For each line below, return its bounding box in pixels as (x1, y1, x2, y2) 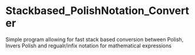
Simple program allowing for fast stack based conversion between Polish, (5, 36, 184, 43)
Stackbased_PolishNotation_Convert (5, 4, 189, 18)
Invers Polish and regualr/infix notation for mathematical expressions (5, 42, 172, 49)
